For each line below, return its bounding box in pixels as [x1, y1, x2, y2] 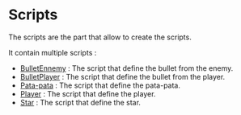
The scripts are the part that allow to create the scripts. [8, 32, 192, 42]
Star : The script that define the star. [19, 97, 142, 107]
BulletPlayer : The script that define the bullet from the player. [19, 72, 226, 81]
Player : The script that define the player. [19, 88, 156, 98]
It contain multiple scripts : [8, 47, 97, 57]
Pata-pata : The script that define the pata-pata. [19, 80, 180, 90]
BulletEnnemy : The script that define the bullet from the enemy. [19, 63, 234, 73]
